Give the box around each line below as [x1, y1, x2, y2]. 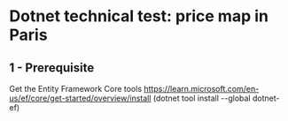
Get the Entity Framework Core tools [9, 84, 143, 94]
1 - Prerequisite [9, 60, 95, 75]
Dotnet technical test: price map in [9, 6, 269, 26]
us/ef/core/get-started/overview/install [9, 93, 152, 103]
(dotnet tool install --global [152, 93, 251, 103]
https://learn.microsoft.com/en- [143, 84, 260, 94]
